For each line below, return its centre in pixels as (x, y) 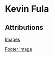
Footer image (19, 49)
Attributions (24, 28)
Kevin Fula (27, 9)
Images (13, 39)
